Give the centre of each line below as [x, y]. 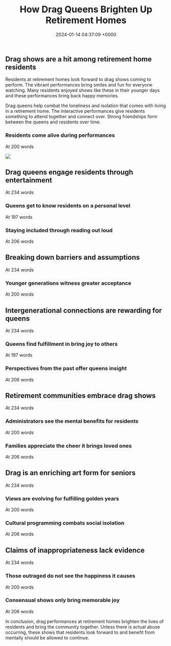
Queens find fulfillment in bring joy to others [61, 344]
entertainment [29, 180]
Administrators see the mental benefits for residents [72, 421]
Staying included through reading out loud [59, 230]
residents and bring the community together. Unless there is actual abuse [83, 627]
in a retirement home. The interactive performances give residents [75, 111]
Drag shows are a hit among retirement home [79, 59]
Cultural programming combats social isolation [65, 523]
